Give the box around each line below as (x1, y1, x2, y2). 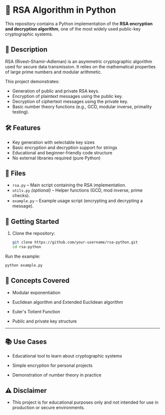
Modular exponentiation (12, 290, 60, 296)
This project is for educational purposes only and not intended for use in (12, 399, 159, 405)
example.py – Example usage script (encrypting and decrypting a (12, 198, 143, 204)
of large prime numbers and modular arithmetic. (5, 69, 102, 75)
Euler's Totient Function (12, 308, 60, 314)
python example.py (5, 263, 43, 267)
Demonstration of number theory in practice (12, 372, 102, 378)
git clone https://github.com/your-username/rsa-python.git (12, 240, 138, 245)
